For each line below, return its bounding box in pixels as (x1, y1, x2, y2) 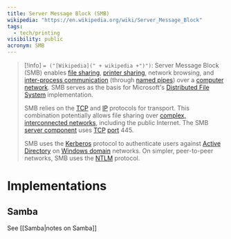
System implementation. (24, 90, 93, 99)
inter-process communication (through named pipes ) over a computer (24, 76, 224, 84)
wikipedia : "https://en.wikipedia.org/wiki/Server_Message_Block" (7, 17, 203, 23)
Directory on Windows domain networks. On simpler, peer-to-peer (24, 146, 214, 155)
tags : (7, 23, 23, 30)
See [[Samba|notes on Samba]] (7, 224, 97, 232)
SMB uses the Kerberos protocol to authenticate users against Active (24, 140, 221, 147)
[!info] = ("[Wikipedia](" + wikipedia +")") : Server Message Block (24, 61, 219, 69)
